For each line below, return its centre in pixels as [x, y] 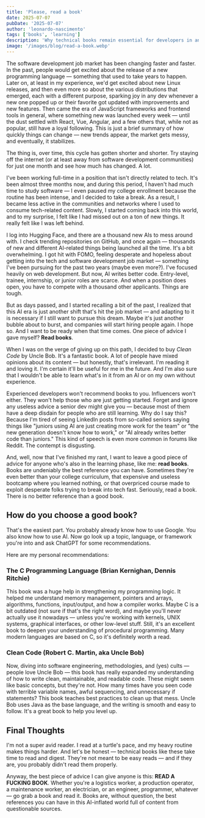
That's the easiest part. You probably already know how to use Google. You [101, 530]
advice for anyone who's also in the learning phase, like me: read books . [98, 464]
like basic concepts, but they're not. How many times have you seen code [99, 685]
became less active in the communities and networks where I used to [93, 203]
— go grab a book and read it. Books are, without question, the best [92, 796]
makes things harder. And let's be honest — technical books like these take [101, 752]
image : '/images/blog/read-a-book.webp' [59, 46]
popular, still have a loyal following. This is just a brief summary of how [95, 128]
